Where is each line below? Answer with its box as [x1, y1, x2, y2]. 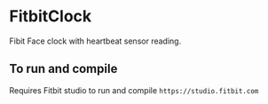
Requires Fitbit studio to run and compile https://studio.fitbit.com [9, 84, 259, 95]
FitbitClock [9, 6, 92, 27]
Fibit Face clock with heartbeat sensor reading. [9, 36, 182, 46]
